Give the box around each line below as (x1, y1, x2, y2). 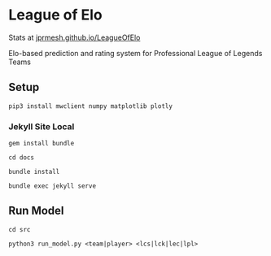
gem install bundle (8, 140, 75, 148)
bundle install (8, 168, 60, 176)
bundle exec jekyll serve (8, 182, 96, 190)
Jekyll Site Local (8, 120, 75, 132)
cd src (8, 225, 31, 233)
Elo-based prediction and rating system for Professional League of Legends (8, 48, 263, 58)
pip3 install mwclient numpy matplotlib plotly (8, 102, 173, 111)
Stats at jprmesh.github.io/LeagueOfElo (8, 33, 141, 42)
